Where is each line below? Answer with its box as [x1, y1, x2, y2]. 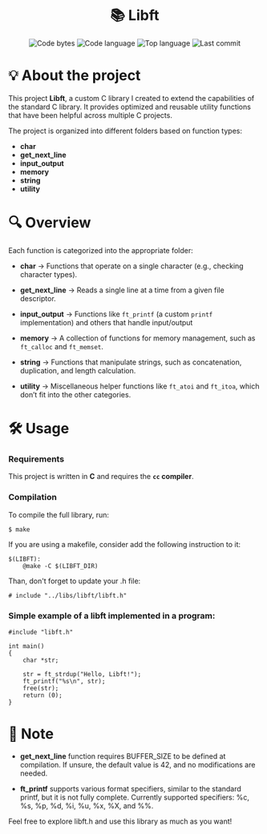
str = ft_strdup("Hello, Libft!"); [22, 670, 142, 678]
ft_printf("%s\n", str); [22, 677, 106, 685]
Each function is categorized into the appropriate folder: [8, 245, 194, 255]
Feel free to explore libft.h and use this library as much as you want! [8, 816, 233, 826]
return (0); [22, 691, 63, 699]
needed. [19, 768, 48, 778]
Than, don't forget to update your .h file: [8, 576, 141, 586]
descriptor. [19, 293, 56, 303]
